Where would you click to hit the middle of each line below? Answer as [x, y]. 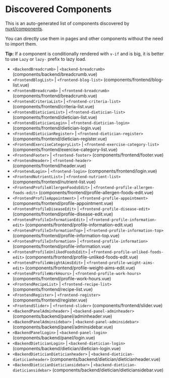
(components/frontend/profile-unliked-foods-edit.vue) [82, 257]
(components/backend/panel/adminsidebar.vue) [63, 327]
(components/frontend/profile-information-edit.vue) [79, 225]
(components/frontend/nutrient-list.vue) [54, 182]
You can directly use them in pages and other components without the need [84, 38]
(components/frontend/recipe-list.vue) [53, 289]
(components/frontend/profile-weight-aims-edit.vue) [80, 268]
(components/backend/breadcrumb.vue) [55, 74]
